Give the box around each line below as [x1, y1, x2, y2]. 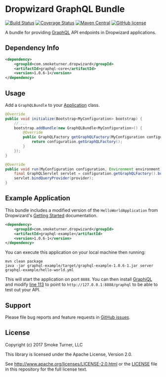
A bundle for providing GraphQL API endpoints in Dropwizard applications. [5, 29, 157, 35]
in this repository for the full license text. [5, 366, 87, 372]
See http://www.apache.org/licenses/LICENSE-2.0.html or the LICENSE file [5, 361, 158, 367]
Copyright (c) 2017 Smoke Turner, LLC [5, 341, 83, 347]
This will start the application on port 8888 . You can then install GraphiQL [5, 276, 153, 283]
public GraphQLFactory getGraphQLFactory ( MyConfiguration [23, 135, 145, 140]
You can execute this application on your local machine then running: [5, 249, 146, 255]
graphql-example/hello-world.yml [5, 268, 74, 273]
